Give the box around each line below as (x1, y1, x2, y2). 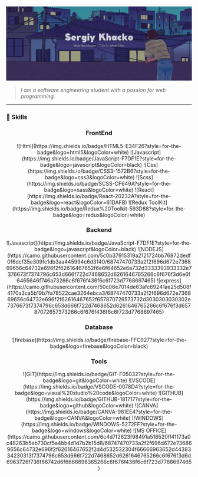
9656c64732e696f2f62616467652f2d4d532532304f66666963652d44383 (6, 446, 192, 453)
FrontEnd (85, 129, 113, 137)
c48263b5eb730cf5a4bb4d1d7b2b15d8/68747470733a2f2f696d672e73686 (6, 440, 192, 447)
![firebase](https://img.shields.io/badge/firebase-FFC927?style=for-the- (11, 337, 187, 344)
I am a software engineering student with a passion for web (20, 87, 166, 94)
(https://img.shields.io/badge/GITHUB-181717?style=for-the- (25, 396, 173, 403)
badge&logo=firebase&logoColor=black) (49, 343, 148, 350)
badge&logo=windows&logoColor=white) (31, 427, 132, 434)
